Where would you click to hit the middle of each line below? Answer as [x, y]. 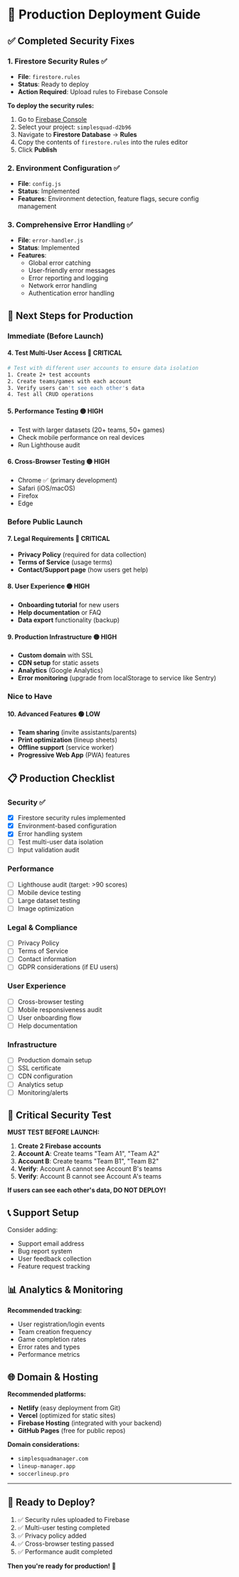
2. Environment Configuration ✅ [64, 168]
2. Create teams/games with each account [70, 381]
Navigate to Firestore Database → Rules [77, 134]
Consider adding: [33, 1230]
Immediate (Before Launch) [55, 336]
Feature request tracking [54, 1266]
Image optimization [46, 909]
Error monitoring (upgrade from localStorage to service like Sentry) [117, 678]
